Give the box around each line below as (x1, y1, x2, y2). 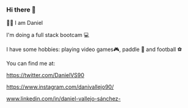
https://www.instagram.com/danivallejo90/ (6, 83, 114, 90)
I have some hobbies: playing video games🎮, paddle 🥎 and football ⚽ (6, 46, 183, 53)
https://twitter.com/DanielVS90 (6, 72, 84, 79)
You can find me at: (6, 60, 56, 67)
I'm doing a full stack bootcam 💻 (6, 32, 90, 39)
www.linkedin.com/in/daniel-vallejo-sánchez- (6, 95, 121, 103)
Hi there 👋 (6, 5, 37, 14)
